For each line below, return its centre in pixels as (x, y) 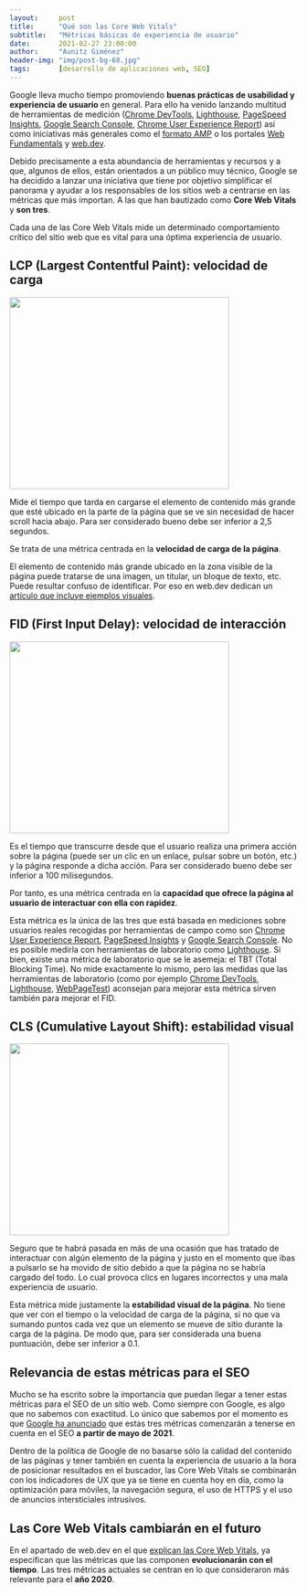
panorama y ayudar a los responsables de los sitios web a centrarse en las (150, 190)
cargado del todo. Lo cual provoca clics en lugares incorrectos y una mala (149, 1277)
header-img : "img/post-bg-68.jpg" (75, 60)
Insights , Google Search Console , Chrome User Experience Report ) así (143, 123)
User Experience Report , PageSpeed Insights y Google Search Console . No (151, 940)
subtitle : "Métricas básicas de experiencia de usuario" (124, 35)
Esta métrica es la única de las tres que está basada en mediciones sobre (148, 920)
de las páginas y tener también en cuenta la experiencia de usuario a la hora (153, 1461)
